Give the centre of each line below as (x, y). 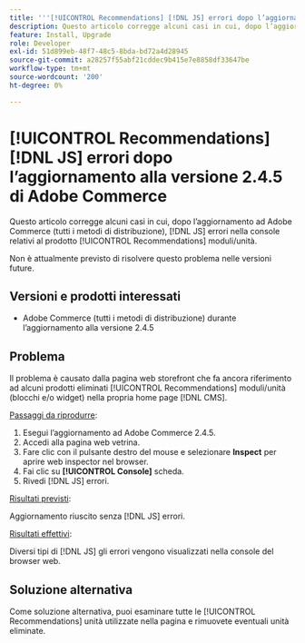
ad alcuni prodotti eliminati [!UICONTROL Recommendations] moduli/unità (148, 388)
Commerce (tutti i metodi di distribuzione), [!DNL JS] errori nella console (145, 231)
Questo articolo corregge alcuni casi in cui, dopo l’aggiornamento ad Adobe (151, 221)
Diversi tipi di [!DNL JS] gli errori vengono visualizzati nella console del (142, 551)
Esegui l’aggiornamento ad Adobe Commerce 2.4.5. (119, 433)
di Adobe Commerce (89, 196)
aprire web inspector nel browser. (85, 462)
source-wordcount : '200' (56, 77)
